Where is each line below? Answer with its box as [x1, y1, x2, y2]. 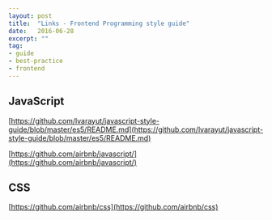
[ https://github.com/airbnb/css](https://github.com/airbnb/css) [8, 202, 219, 212]
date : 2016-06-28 [8, 27, 74, 35]
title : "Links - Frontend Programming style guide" [8, 19, 190, 27]
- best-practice [8, 57, 63, 66]
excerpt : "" [8, 34, 49, 43]
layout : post [8, 11, 53, 20]
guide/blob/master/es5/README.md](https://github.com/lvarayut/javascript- [8, 125, 264, 134]
